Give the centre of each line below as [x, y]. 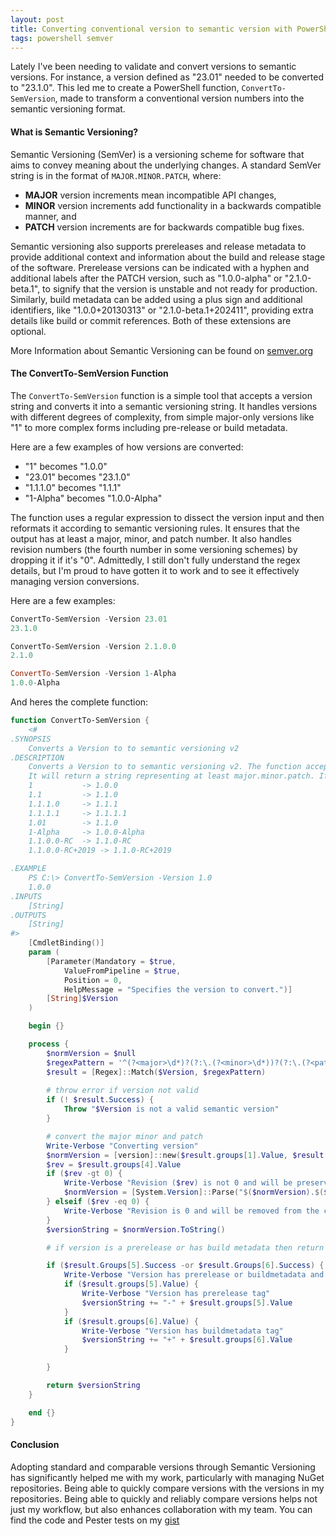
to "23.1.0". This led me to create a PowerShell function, [125, 88]
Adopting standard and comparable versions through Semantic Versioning [163, 1467]
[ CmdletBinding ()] [66, 943]
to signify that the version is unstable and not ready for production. [180, 288]
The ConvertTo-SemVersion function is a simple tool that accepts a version [161, 395]
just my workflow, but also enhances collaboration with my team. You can [161, 1509]
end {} [42, 1412]
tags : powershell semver [62, 38]
